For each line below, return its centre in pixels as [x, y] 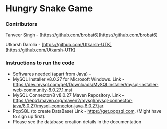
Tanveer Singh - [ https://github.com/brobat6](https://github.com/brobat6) [81, 35]
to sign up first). [29, 116]
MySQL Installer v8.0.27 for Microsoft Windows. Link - [68, 79]
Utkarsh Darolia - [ [24, 45]
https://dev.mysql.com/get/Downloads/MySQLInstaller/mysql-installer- [86, 84]
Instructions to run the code [40, 63]
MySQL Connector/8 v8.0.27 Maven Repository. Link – [68, 95]
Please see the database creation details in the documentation [77, 122]
